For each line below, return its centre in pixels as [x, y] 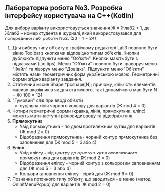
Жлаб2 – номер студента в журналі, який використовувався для [73, 33]
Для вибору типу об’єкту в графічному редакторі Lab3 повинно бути [85, 48]
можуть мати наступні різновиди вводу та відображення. [73, 116]
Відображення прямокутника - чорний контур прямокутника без [88, 137]
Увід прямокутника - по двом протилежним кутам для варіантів [87, 126]
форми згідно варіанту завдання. [47, 79]
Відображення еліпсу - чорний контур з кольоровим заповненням [90, 163]
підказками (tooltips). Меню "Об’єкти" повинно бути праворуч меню [84, 63]
